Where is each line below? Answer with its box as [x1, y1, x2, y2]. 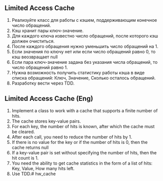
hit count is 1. [11, 155, 39, 161]
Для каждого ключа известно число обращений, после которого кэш [11, 33, 159, 39]
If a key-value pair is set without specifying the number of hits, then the [11, 149, 157, 155]
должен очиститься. [11, 38, 55, 44]
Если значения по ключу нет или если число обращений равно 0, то [11, 48, 156, 54]
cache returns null [11, 144, 49, 150]
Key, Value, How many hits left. [11, 165, 75, 171]
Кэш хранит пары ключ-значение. [11, 27, 84, 34]
